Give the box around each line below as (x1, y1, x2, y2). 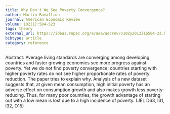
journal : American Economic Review (5, 17, 80, 22)
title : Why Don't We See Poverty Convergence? (5, 7, 105, 13)
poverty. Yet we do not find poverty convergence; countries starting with (5, 65, 157, 71)
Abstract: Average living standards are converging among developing (5, 54, 150, 60)
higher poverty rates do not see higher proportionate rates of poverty (5, 70, 150, 77)
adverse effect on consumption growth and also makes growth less (5, 87, 146, 93)
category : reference (5, 41, 49, 46)
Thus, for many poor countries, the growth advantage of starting (26, 92, 161, 98)
